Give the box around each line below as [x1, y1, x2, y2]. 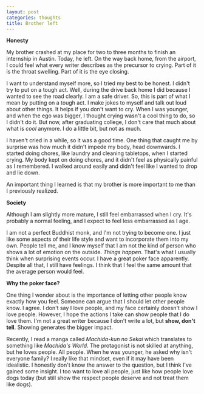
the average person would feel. [6, 268, 84, 275]
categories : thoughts [6, 15, 61, 21]
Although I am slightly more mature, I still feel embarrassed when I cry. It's [6, 211, 192, 218]
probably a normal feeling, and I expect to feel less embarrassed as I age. [6, 217, 190, 225]
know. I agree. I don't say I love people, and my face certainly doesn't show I [6, 305, 198, 312]
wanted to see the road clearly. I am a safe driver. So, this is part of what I [6, 92, 191, 100]
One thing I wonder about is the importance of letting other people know [6, 291, 187, 299]
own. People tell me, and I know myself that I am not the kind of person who [6, 242, 196, 249]
